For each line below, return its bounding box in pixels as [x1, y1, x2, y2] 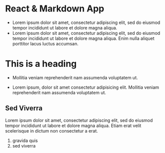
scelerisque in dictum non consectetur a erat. [5, 128, 98, 134]
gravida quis [12, 138, 38, 144]
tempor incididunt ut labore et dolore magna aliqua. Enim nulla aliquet [12, 35, 155, 41]
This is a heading [5, 58, 77, 70]
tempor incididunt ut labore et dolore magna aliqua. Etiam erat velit [5, 123, 142, 129]
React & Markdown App [5, 3, 104, 14]
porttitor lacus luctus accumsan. [12, 40, 79, 46]
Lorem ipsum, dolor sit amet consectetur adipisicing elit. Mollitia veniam [12, 84, 160, 90]
